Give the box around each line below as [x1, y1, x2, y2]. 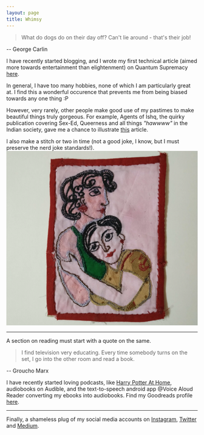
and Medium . [6, 422, 39, 429]
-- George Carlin [6, 46, 48, 53]
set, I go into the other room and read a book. [21, 355, 135, 362]
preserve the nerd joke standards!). [6, 144, 95, 151]
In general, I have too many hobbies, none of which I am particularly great [6, 82, 191, 89]
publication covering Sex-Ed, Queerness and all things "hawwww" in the [6, 119, 188, 127]
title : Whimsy [6, 16, 42, 22]
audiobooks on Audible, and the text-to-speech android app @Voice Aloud [6, 385, 193, 393]
